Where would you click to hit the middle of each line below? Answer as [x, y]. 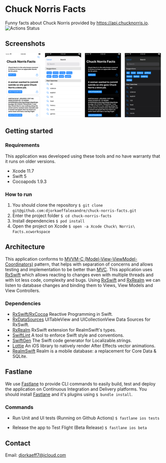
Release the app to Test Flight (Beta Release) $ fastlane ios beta [80, 428]
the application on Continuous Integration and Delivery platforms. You [76, 389]
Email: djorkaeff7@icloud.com [36, 455]
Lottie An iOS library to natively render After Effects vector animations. [84, 346]
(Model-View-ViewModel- [111, 259]
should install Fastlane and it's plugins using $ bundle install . [69, 394]
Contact [18, 443]
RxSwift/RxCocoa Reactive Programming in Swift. [62, 314]
